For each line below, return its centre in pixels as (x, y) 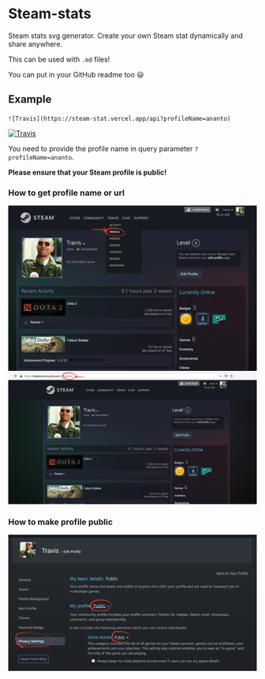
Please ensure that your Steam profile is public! (88, 172)
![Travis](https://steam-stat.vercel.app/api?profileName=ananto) (119, 118)
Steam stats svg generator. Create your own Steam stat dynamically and (125, 36)
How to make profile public (60, 522)
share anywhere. (35, 43)
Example (30, 99)
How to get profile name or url (66, 193)
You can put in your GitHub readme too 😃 (76, 74)
